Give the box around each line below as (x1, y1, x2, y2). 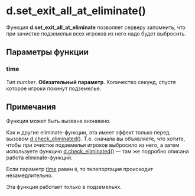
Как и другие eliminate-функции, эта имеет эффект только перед (6, 129, 170, 136)
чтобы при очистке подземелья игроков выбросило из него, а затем (6, 142, 180, 149)
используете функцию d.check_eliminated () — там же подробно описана (6, 148, 189, 155)
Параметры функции (6, 47, 89, 57)
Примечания (6, 102, 56, 112)
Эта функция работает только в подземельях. (6, 184, 122, 191)
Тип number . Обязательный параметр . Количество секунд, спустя (6, 78, 176, 85)
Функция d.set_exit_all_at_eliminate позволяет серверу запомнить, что (6, 24, 186, 31)
